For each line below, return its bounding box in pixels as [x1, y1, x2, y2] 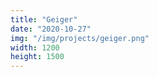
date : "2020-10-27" [10, 24, 92, 34]
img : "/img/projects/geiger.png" [10, 33, 150, 43]
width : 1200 [10, 42, 60, 53]
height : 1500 [10, 52, 65, 62]
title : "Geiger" [10, 14, 78, 25]
